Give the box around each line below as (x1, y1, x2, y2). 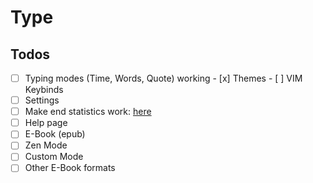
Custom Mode (24, 151, 84, 163)
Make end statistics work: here (24, 106, 152, 118)
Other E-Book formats (24, 162, 116, 174)
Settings (24, 94, 60, 106)
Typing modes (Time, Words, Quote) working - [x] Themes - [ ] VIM (24, 72, 303, 84)
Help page (24, 117, 68, 129)
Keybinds (24, 84, 64, 96)
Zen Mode (24, 139, 68, 151)
